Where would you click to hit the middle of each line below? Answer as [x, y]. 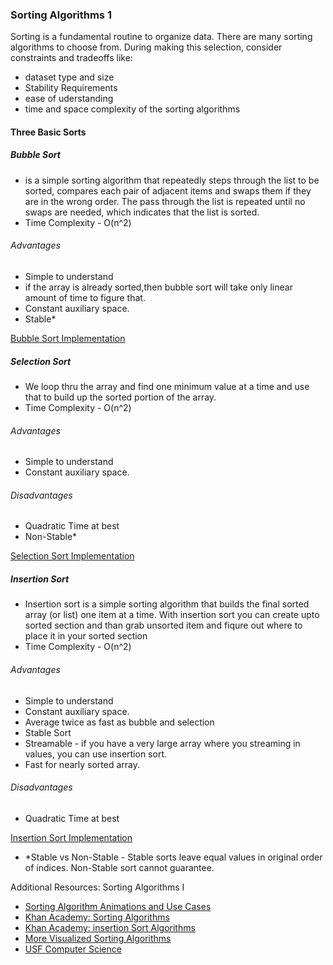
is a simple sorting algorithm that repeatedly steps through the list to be [172, 180]
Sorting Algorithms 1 [61, 15]
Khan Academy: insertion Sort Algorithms [110, 927]
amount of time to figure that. [85, 298]
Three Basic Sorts [48, 132]
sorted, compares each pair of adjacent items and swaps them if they [168, 190]
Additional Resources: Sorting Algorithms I [97, 887]
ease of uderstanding [69, 99]
